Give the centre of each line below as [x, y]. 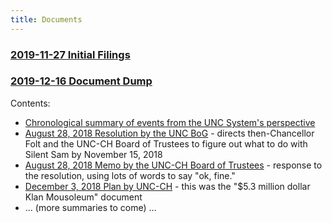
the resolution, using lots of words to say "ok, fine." [130, 175]
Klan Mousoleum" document [83, 197]
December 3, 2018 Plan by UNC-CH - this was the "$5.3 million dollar [167, 186]
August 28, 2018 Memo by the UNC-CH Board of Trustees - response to [173, 165]
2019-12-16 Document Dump [81, 81]
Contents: [30, 103]
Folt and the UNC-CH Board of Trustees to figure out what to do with [166, 143]
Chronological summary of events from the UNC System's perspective [170, 122]
